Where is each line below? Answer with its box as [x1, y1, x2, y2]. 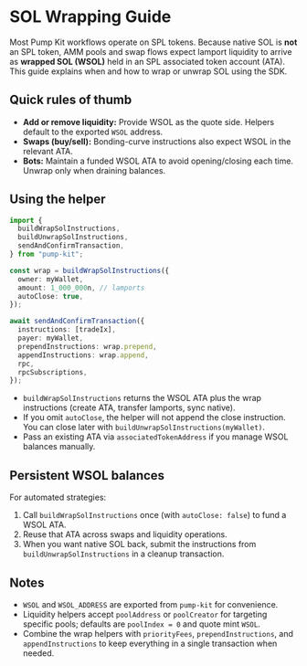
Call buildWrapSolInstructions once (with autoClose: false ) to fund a [22, 510, 287, 521]
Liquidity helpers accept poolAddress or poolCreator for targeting [22, 608, 268, 619]
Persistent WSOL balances [9, 468, 165, 483]
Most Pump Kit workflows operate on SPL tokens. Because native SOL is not [9, 37, 298, 48]
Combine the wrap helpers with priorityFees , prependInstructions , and [22, 628, 294, 639]
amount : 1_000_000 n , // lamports [17, 283, 145, 292]
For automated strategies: [9, 492, 107, 503]
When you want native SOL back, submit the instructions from [22, 539, 257, 550]
